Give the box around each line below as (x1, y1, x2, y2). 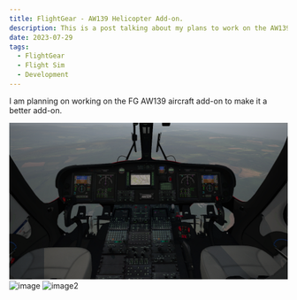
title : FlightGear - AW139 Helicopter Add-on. (9, 14, 184, 23)
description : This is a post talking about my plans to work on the (9, 23, 267, 33)
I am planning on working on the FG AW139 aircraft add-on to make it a (9, 96, 268, 106)
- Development (17, 71, 69, 80)
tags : (9, 42, 29, 51)
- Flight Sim (17, 61, 65, 70)
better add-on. (9, 104, 63, 115)
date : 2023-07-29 (9, 33, 73, 42)
